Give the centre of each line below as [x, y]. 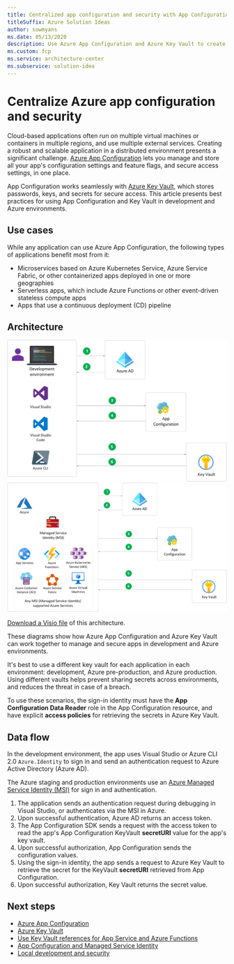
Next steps [31, 906]
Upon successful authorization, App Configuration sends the [104, 848]
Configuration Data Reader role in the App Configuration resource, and [110, 708]
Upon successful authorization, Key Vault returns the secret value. [112, 885]
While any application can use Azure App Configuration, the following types [116, 247]
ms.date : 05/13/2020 [37, 37]
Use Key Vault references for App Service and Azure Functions [108, 938]
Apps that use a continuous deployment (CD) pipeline [94, 305]
